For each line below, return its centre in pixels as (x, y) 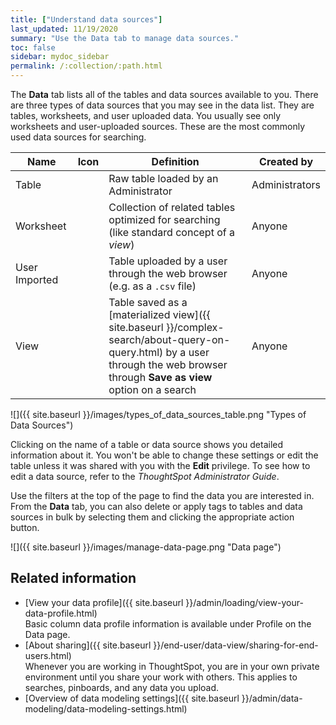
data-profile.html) (61, 613)
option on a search (152, 389)
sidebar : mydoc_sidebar (60, 57)
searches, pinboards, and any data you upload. (122, 687)
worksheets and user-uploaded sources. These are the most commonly (158, 126)
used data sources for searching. (78, 137)
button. (25, 527)
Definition (175, 161)
